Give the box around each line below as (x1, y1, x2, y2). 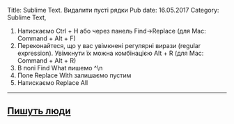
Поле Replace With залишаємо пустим (17, 71, 132, 79)
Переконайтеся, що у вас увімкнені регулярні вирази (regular (17, 42, 201, 49)
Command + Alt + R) (17, 56, 77, 65)
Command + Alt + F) (17, 34, 77, 42)
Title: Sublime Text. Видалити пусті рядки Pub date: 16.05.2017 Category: (7, 6, 219, 14)
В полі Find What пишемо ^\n (17, 64, 103, 72)
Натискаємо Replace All (17, 79, 88, 86)
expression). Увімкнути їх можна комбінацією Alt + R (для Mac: (17, 49, 204, 57)
